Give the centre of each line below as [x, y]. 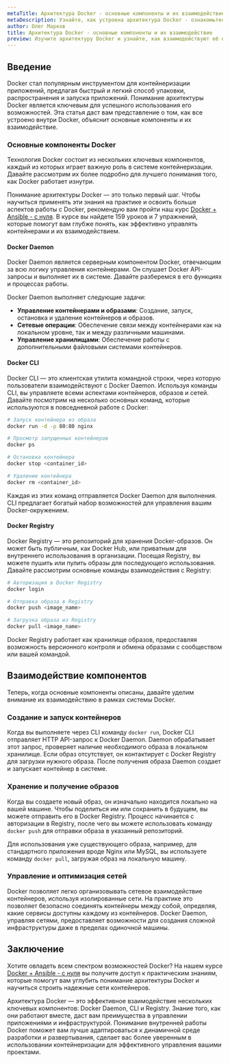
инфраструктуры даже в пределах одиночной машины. [88, 927]
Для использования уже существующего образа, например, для [102, 844]
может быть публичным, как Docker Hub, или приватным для [97, 548]
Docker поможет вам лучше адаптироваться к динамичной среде [104, 1030]
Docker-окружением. [38, 510]
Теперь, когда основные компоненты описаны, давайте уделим [101, 692]
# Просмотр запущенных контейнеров [58, 439]
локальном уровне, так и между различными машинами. [101, 333]
